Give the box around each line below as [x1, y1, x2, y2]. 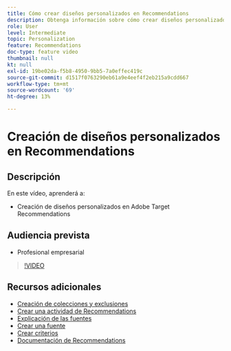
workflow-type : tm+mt [7, 81, 69, 87]
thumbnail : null [7, 55, 54, 62]
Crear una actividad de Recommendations [16, 307, 137, 315]
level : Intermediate [7, 29, 67, 36]
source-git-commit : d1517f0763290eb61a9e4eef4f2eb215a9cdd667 [7, 74, 189, 81]
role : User [7, 23, 38, 30]
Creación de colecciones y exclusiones [16, 299, 129, 308]
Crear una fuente [16, 321, 66, 330]
